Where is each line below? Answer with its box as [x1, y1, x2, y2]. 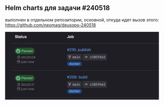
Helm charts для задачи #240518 [5, 4, 110, 12]
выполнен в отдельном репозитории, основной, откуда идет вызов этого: [5, 17, 159, 22]
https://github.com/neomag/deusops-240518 [5, 22, 96, 28]
